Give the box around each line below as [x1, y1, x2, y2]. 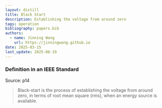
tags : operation [5, 21, 39, 27]
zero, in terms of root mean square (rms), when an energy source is [17, 92, 157, 98]
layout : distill [5, 7, 39, 13]
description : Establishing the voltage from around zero [5, 17, 126, 22]
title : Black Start [5, 12, 46, 17]
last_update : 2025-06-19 [5, 49, 57, 54]
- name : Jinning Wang [9, 36, 55, 41]
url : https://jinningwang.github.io [14, 40, 91, 45]
